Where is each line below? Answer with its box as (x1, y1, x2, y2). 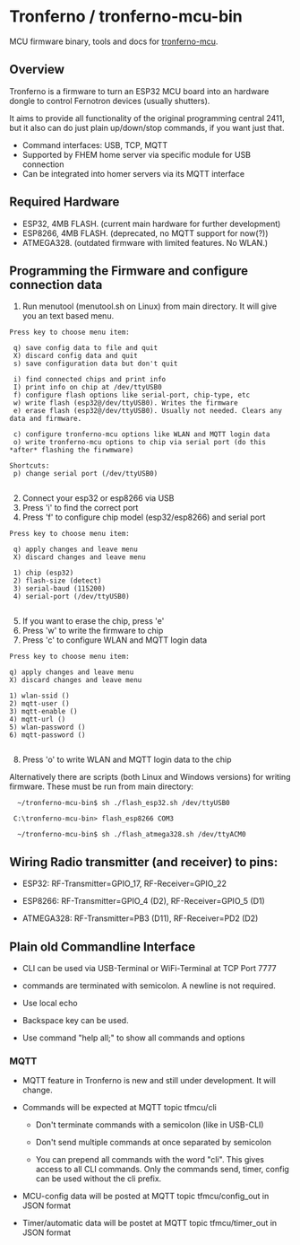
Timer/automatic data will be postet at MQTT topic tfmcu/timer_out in (21, 1218, 278, 1229)
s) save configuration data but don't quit (13, 359, 178, 369)
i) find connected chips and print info (13, 375, 167, 384)
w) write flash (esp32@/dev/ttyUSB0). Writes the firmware (13, 399, 239, 408)
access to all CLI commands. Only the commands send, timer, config (35, 1164, 289, 1175)
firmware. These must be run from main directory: (9, 781, 194, 792)
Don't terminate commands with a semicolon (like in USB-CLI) (35, 1119, 264, 1130)
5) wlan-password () (9, 723, 87, 732)
